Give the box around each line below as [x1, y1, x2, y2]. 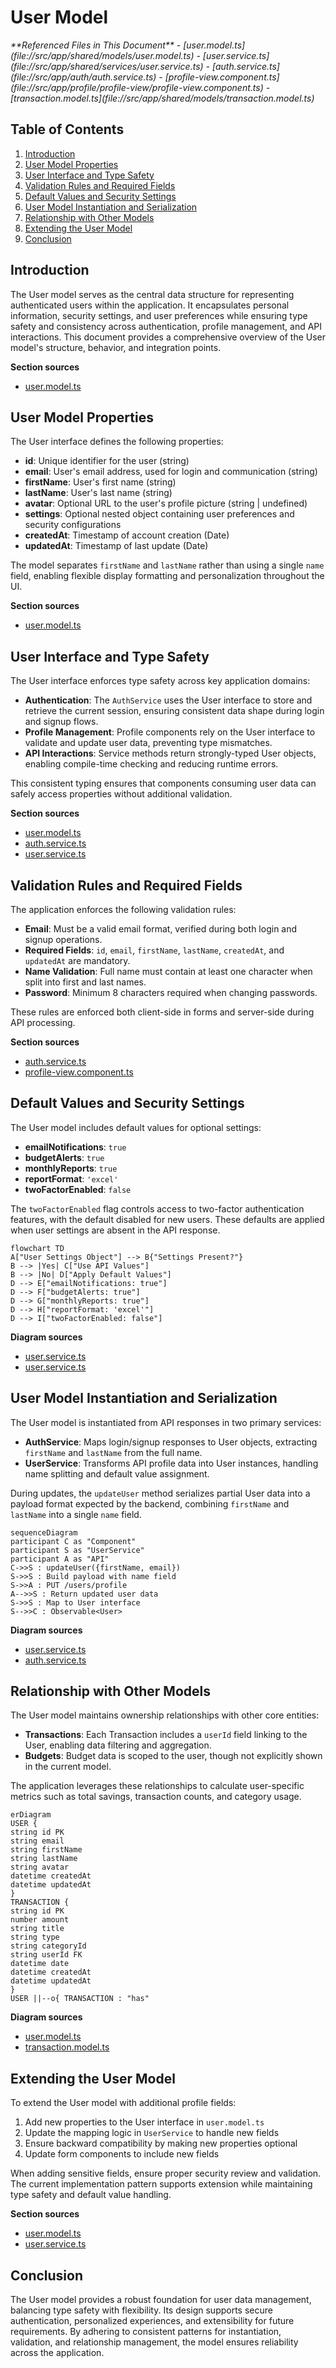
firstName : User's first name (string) [24, 476, 177, 488]
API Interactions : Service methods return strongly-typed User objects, [24, 747, 317, 760]
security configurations [24, 519, 122, 531]
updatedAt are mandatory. [24, 955, 131, 966]
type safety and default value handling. [10, 2189, 172, 2201]
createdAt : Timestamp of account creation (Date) [24, 529, 230, 541]
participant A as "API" [10, 1554, 110, 1564]
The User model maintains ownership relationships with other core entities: [10, 1709, 320, 1721]
